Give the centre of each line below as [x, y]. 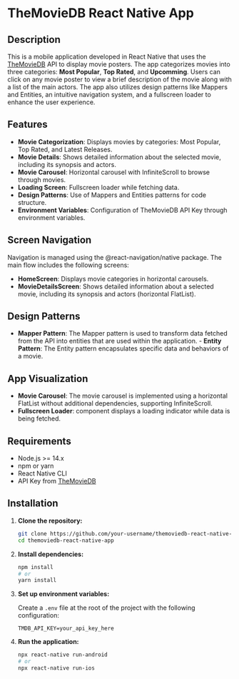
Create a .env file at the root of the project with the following [106, 608]
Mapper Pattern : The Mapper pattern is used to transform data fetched [123, 333]
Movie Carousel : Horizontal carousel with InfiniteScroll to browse [114, 172]
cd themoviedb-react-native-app [66, 540]
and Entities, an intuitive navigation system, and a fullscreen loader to [110, 95]
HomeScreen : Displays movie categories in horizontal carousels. [113, 278]
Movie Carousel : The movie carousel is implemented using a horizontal [123, 396]
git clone [32, 533]
